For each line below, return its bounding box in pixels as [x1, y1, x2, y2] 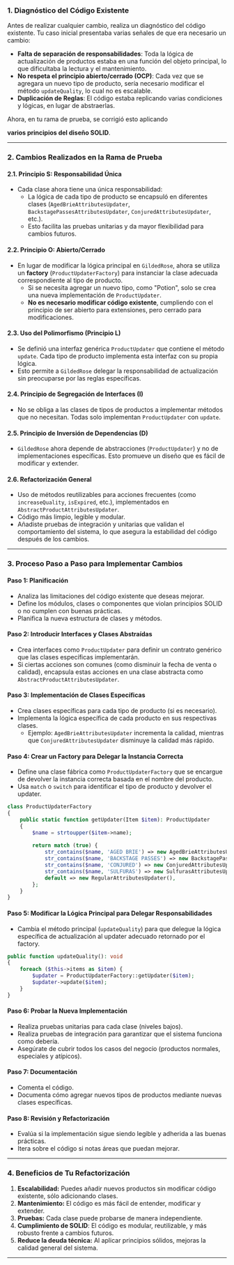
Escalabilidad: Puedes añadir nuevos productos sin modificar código [17, 1184, 217, 1193]
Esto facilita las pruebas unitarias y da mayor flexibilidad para [27, 222, 204, 231]
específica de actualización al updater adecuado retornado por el [17, 932, 205, 940]
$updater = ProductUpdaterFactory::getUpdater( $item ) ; [32, 972, 195, 979]
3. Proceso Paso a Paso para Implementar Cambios [7, 559, 183, 569]
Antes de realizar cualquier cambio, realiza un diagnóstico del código [7, 22, 206, 30]
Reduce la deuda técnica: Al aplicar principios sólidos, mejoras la [17, 1236, 207, 1244]
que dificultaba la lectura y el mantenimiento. [17, 65, 147, 73]
